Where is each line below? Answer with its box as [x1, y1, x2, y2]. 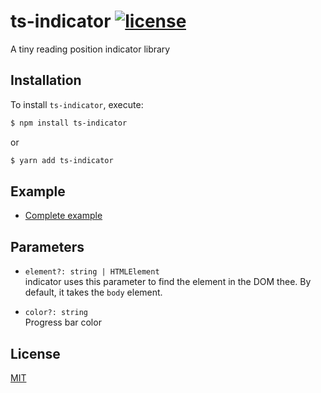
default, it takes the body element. [24, 286, 163, 299]
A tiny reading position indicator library [10, 43, 171, 55]
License [10, 345, 61, 362]
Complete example [24, 210, 103, 222]
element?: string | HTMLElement [24, 267, 160, 277]
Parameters [10, 238, 85, 255]
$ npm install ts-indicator [10, 118, 128, 128]
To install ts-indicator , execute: [10, 98, 144, 110]
